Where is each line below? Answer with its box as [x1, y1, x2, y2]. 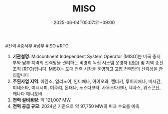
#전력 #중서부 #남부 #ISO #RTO [5, 43, 69, 49]
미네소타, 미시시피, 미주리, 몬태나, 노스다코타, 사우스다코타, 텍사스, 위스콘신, [12, 84, 161, 90]
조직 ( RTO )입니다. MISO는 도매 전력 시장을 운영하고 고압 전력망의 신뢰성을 [12, 66, 158, 72]
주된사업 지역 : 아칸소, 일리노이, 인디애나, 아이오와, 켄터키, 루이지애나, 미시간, [12, 78, 162, 84]
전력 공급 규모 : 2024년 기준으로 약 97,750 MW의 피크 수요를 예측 [12, 103, 140, 109]
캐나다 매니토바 [12, 91, 43, 97]
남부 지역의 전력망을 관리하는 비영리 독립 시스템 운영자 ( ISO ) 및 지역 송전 [22, 59, 164, 65]
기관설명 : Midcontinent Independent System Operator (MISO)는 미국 [12, 53, 151, 59]
